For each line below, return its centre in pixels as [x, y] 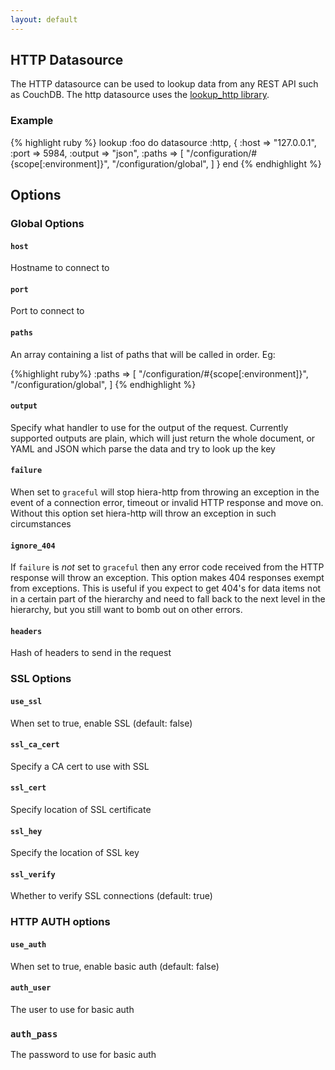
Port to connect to [47, 311]
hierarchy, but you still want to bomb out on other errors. [126, 610]
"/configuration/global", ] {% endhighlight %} [103, 384]
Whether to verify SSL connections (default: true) [111, 896]
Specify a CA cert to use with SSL [80, 766]
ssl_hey [26, 831]
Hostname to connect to [60, 268]
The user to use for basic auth [72, 1009]
